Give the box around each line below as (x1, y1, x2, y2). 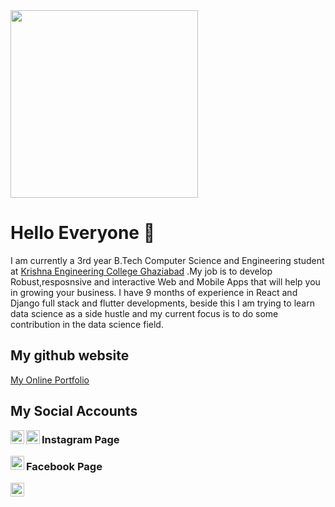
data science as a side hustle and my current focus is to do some (10, 307, 279, 319)
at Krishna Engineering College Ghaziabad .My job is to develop (10, 265, 273, 277)
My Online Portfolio (10, 374, 90, 386)
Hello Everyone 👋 (10, 222, 156, 244)
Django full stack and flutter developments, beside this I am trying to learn (10, 297, 315, 309)
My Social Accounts (10, 403, 138, 420)
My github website (10, 347, 130, 364)
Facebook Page (26, 459, 103, 473)
